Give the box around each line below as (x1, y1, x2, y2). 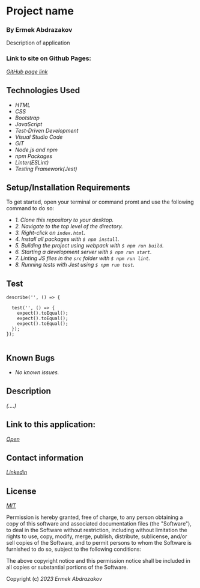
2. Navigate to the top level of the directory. (14, 223, 123, 230)
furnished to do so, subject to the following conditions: (6, 545, 141, 553)
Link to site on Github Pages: (6, 54, 92, 62)
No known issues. (14, 369, 59, 376)
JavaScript (14, 120, 43, 127)
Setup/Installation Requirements (6, 182, 130, 193)
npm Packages (14, 152, 53, 160)
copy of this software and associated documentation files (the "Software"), (6, 520, 192, 527)
